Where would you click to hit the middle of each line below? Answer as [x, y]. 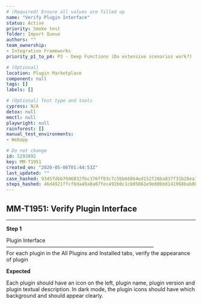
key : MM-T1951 [24, 162]
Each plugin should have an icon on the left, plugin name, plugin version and [101, 283]
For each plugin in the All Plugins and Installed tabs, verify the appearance [98, 253]
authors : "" [21, 40]
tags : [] [17, 84]
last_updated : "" [28, 173]
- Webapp [17, 140]
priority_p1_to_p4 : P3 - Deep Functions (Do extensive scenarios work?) [99, 57]
